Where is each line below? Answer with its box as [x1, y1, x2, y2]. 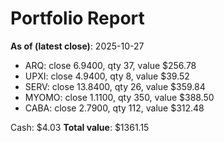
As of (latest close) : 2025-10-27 [10, 40, 145, 52]
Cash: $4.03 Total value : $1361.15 [10, 121, 150, 133]
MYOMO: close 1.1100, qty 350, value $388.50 [24, 91, 215, 103]
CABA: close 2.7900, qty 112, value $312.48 [24, 102, 205, 114]
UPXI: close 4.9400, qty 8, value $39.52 [24, 70, 190, 82]
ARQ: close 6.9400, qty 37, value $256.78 [24, 59, 197, 71]
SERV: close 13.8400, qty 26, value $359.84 [24, 80, 206, 92]
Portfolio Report [10, 7, 145, 30]
